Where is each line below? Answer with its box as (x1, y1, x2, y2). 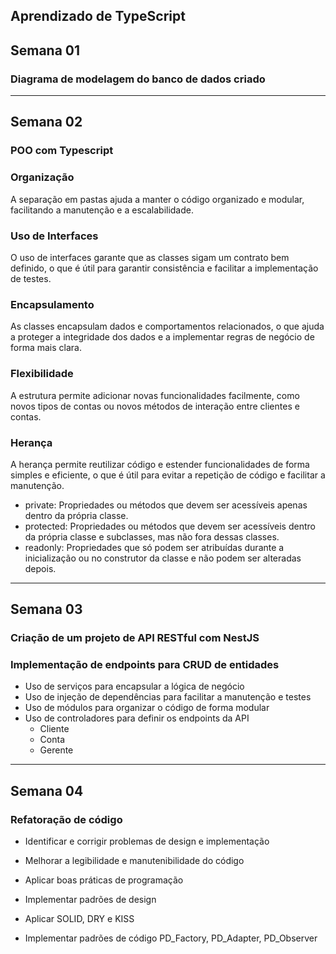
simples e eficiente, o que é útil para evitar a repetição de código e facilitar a (10, 469, 326, 481)
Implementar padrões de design (24, 894, 157, 906)
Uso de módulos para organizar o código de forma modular (24, 702, 270, 714)
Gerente (39, 744, 74, 756)
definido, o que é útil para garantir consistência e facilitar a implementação (10, 262, 319, 274)
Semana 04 (10, 782, 84, 799)
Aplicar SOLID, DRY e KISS (24, 913, 135, 925)
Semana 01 (10, 42, 81, 59)
